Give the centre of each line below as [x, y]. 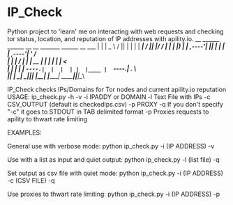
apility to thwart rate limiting [47, 119]
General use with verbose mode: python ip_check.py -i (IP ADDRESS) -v [111, 146]
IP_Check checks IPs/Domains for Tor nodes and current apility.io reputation [117, 89]
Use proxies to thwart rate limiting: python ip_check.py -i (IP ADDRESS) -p [114, 194]
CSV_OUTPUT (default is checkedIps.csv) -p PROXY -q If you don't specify [115, 104]
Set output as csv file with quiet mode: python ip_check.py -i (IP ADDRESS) [115, 173]
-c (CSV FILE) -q [31, 180]
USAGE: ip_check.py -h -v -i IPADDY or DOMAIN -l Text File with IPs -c [109, 97]
